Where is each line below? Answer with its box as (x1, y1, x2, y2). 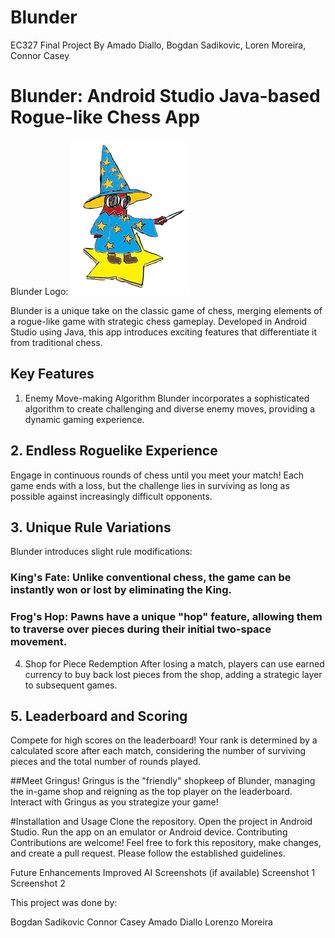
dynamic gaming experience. (24, 413, 145, 425)
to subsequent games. (24, 679, 118, 691)
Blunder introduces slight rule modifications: (10, 546, 193, 558)
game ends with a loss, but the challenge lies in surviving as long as (10, 479, 290, 491)
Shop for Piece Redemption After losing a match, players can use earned (24, 657, 325, 670)
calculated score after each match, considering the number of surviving (10, 745, 307, 757)
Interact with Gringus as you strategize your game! (10, 796, 219, 808)
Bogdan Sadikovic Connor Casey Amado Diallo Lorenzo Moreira (10, 916, 273, 928)
